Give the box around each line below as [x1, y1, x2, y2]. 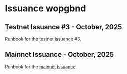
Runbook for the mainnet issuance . [5, 63, 77, 70]
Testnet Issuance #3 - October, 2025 [5, 23, 122, 31]
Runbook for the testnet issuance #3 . [5, 36, 81, 42]
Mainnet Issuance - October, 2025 [5, 50, 114, 59]
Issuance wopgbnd [5, 3, 86, 14]
